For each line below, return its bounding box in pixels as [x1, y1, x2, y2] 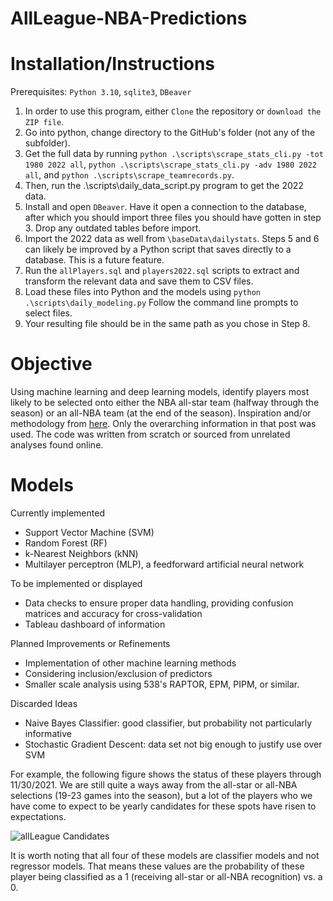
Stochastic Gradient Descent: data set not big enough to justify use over [24, 738, 323, 750]
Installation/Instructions [10, 53, 216, 76]
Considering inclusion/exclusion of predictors [24, 668, 213, 679]
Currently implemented [10, 507, 105, 519]
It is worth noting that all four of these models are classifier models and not [10, 850, 320, 861]
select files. [24, 307, 73, 319]
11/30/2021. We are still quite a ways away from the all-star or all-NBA [10, 779, 298, 791]
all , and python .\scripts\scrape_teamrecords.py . [24, 169, 235, 181]
